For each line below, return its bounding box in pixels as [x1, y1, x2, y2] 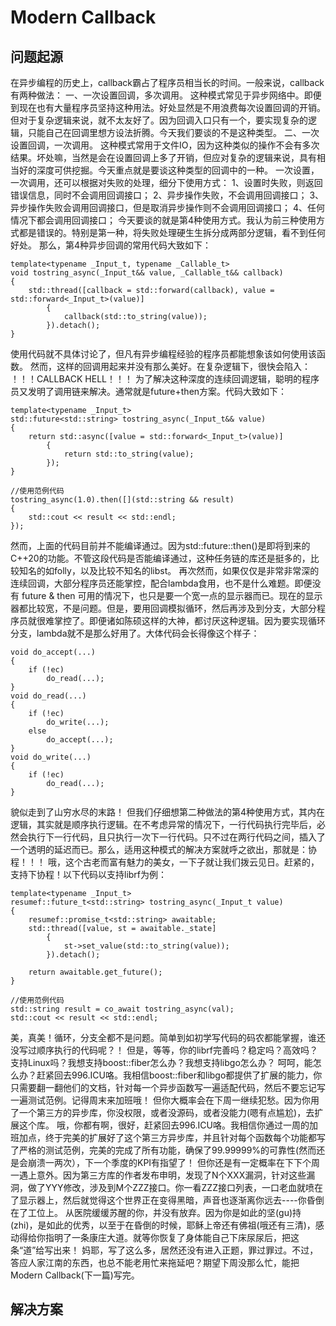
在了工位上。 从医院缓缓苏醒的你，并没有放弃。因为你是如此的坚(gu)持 [10, 1207, 302, 1218]
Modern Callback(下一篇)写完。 [10, 1269, 140, 1281]
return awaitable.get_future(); [28, 967, 163, 977]
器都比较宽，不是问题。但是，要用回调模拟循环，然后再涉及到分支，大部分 [10, 602, 317, 614]
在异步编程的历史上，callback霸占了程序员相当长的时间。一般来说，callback [10, 77, 325, 88]
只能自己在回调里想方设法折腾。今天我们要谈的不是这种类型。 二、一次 [27, 127, 320, 138]
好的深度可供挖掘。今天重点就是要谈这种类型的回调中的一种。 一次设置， [18, 164, 320, 176]
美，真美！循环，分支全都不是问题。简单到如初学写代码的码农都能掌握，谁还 [10, 1032, 326, 1043]
